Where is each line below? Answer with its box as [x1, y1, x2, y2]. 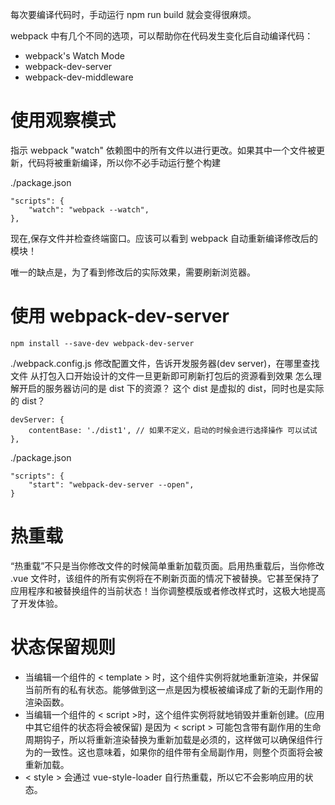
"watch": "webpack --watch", [28, 204, 150, 215]
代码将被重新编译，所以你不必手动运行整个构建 [27, 156, 221, 168]
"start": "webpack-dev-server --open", [28, 479, 195, 490]
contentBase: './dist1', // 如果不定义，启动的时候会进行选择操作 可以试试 [28, 425, 318, 435]
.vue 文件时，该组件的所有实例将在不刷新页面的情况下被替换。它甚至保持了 [10, 572, 320, 584]
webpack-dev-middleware [24, 71, 134, 83]
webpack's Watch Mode [24, 50, 125, 62]
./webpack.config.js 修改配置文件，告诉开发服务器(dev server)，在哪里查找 [10, 357, 320, 369]
